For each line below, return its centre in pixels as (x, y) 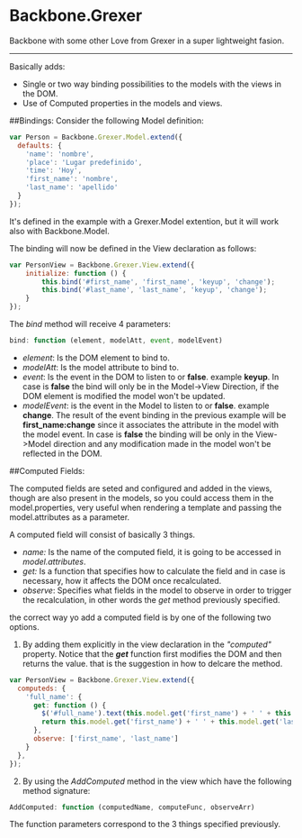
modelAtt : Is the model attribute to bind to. (101, 367)
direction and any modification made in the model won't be (162, 443)
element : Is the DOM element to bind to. (96, 358)
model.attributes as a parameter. (70, 517)
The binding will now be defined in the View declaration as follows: (133, 248)
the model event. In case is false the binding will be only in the (138, 434)
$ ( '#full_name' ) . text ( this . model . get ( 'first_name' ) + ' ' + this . (169, 714)
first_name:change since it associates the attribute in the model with (151, 424)
